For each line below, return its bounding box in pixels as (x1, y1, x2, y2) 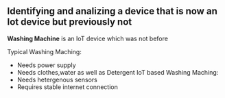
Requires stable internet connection (16, 82, 118, 91)
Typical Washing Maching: (7, 47, 82, 56)
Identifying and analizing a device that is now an (7, 5, 217, 17)
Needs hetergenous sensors (16, 75, 97, 84)
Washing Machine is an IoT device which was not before (7, 34, 168, 42)
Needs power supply (16, 61, 76, 69)
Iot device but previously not (7, 16, 132, 28)
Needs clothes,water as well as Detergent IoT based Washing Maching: (16, 68, 219, 76)
